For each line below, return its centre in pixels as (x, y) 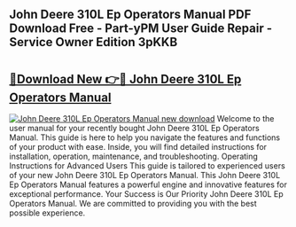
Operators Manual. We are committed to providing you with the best (133, 204)
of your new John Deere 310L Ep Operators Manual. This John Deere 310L (145, 175)
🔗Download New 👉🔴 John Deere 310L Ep (125, 79)
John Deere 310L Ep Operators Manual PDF (130, 15)
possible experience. (47, 213)
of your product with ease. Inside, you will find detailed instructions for (138, 147)
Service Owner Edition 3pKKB (93, 42)
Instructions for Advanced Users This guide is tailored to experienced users (147, 166)
